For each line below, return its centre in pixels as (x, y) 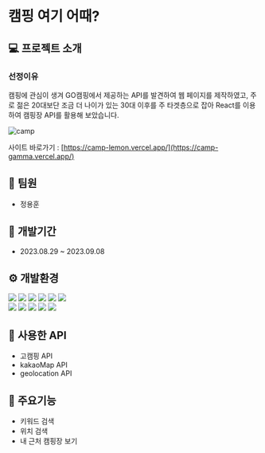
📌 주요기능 (33, 400)
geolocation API (46, 373)
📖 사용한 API (37, 335)
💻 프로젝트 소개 (45, 48)
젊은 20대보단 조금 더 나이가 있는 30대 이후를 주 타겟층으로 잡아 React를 (129, 105)
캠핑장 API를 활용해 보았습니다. (71, 115)
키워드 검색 (37, 421)
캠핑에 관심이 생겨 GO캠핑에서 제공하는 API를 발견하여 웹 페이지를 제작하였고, (129, 95)
